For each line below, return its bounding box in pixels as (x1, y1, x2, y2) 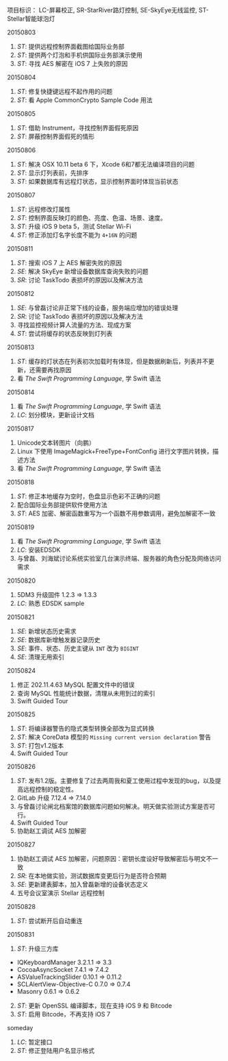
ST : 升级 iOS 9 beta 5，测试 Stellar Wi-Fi (16, 222, 131, 230)
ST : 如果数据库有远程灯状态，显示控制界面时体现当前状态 (16, 178, 179, 185)
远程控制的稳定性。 (23, 785, 77, 793)
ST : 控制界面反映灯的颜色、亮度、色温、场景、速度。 (16, 214, 166, 221)
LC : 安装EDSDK (16, 546, 61, 554)
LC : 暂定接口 (16, 1038, 53, 1046)
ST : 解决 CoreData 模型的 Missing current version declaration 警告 (16, 733, 212, 741)
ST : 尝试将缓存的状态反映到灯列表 (16, 330, 113, 337)
